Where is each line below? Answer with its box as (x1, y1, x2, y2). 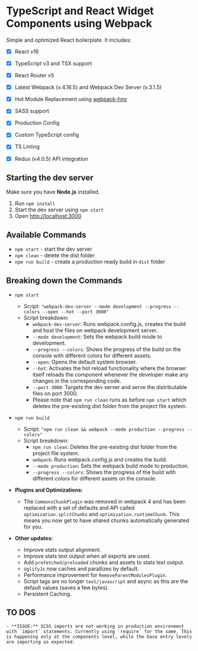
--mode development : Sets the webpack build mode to (32, 333, 162, 340)
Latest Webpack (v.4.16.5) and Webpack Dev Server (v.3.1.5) (14, 84, 162, 91)
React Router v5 (14, 72, 55, 79)
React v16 (14, 48, 39, 55)
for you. (23, 523, 43, 530)
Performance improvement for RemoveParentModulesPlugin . (23, 571, 167, 579)
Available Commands (6, 230, 87, 240)
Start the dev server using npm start (14, 206, 104, 213)
